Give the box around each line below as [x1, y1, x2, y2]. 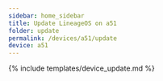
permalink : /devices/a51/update [8, 34, 117, 43]
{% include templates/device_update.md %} [8, 63, 156, 73]
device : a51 [8, 42, 48, 50]
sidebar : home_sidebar [8, 11, 85, 20]
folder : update [8, 26, 60, 34]
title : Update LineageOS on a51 [8, 19, 117, 27]
